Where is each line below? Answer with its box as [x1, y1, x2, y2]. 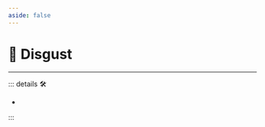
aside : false [8, 11, 51, 20]
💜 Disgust [8, 45, 73, 63]
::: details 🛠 [8, 79, 47, 89]
